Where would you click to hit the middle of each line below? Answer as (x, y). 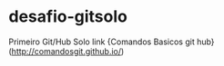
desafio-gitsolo (68, 17)
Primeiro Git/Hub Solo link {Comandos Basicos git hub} (112, 42)
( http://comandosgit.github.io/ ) (66, 51)
